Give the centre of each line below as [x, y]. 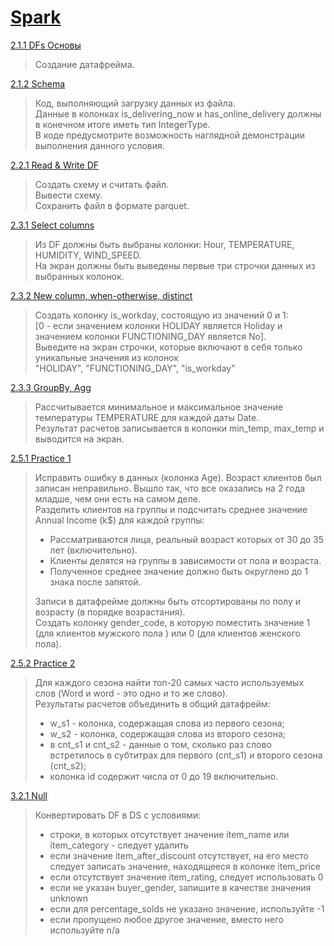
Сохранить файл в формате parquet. [112, 205]
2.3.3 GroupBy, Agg [51, 387]
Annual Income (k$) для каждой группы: [119, 520]
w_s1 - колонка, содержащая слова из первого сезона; [167, 723]
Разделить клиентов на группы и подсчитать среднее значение [171, 509]
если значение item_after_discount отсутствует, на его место [179, 855]
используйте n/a [84, 930]
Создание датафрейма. [84, 64]
